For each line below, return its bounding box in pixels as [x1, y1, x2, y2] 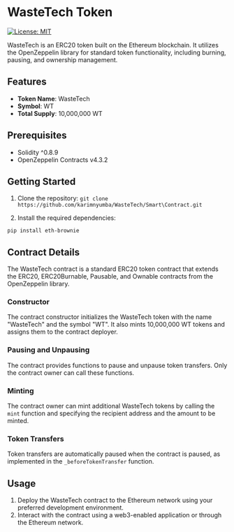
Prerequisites [7, 130, 67, 142]
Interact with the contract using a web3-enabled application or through [17, 511, 222, 519]
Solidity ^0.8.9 [17, 148, 59, 156]
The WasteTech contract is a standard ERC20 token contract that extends [7, 265, 219, 273]
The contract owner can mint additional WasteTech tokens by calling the [7, 402, 215, 411]
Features [7, 76, 47, 88]
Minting [7, 385, 34, 395]
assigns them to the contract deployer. [7, 327, 119, 336]
